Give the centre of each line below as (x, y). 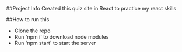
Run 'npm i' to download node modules (62, 37)
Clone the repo (32, 31)
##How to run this (28, 19)
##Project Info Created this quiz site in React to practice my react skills (91, 8)
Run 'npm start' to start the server (55, 43)
